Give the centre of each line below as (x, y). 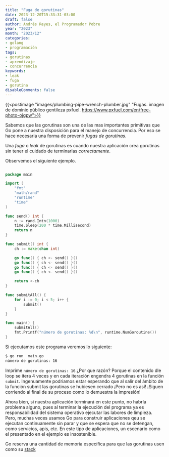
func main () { (20, 323)
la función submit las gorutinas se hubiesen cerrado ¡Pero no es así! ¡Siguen (84, 386)
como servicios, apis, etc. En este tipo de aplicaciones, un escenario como (83, 429)
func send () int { (24, 216)
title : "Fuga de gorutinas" (35, 10)
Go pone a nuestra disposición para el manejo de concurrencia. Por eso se (83, 130)
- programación (21, 48)
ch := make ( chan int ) (37, 248)
